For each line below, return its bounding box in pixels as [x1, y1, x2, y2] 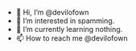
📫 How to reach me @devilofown [15, 33, 128, 43]
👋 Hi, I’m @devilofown [15, 8, 89, 17]
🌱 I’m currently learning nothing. [15, 25, 123, 33]
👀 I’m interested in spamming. [15, 16, 115, 25]
